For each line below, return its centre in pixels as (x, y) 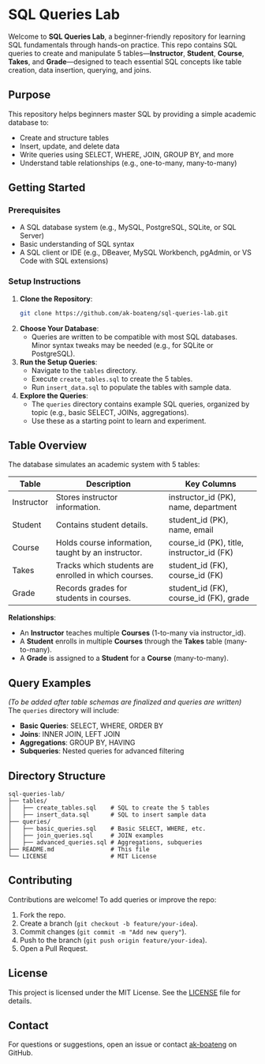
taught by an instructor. (99, 553)
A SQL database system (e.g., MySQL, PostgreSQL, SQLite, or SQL (128, 228)
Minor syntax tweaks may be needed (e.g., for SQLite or (122, 345)
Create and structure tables (64, 138)
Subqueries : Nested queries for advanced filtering (102, 751)
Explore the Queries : (54, 395)
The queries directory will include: (64, 711)
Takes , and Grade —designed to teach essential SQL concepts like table (125, 62)
